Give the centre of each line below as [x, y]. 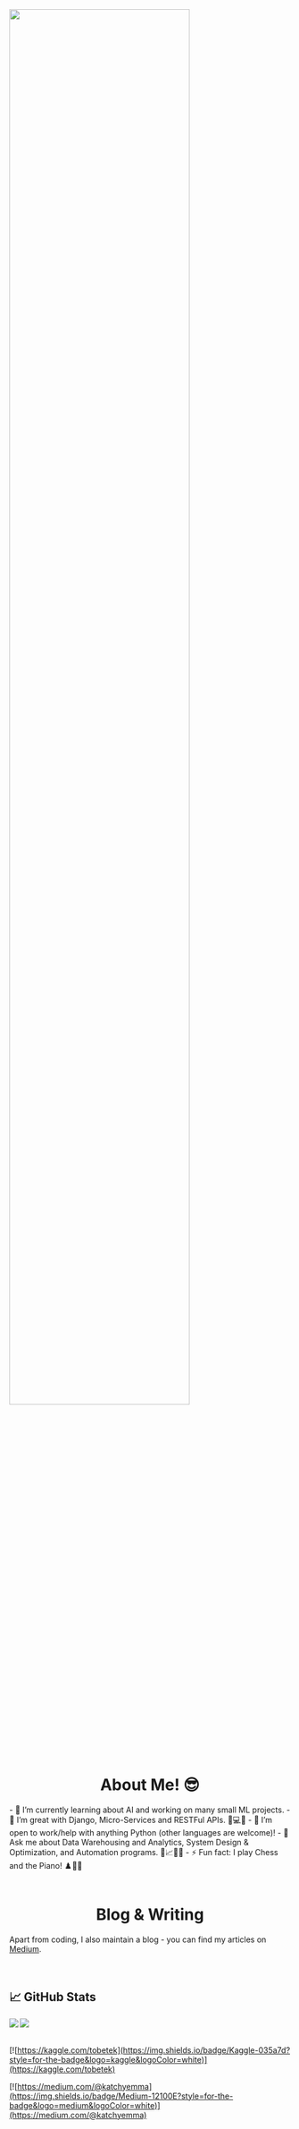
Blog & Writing [150, 1915]
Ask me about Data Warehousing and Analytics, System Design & [129, 1842]
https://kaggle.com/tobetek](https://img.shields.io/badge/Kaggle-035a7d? [154, 2050]
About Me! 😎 [150, 1785]
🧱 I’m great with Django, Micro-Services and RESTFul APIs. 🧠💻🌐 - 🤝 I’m [141, 1819]
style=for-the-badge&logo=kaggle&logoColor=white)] [108, 2059]
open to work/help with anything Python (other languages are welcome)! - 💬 [149, 1832]
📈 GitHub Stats [53, 1997]
